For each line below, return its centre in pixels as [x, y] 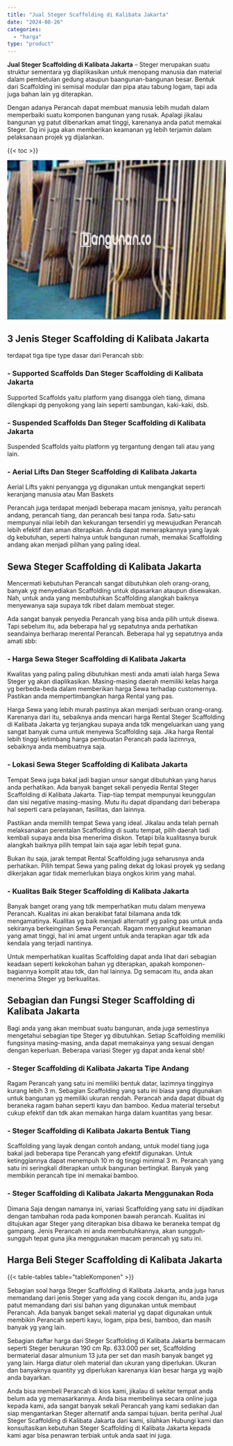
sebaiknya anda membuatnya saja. [57, 747]
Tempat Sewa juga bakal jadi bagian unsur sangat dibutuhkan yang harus [112, 780]
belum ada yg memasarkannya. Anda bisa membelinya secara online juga [112, 1398]
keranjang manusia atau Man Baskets [61, 495]
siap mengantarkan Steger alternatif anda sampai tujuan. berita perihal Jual [115, 1413]
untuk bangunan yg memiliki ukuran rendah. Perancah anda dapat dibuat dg [115, 1098]
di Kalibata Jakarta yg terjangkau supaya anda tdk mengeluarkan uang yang [116, 724]
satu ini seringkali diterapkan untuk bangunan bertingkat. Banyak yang [108, 1168]
